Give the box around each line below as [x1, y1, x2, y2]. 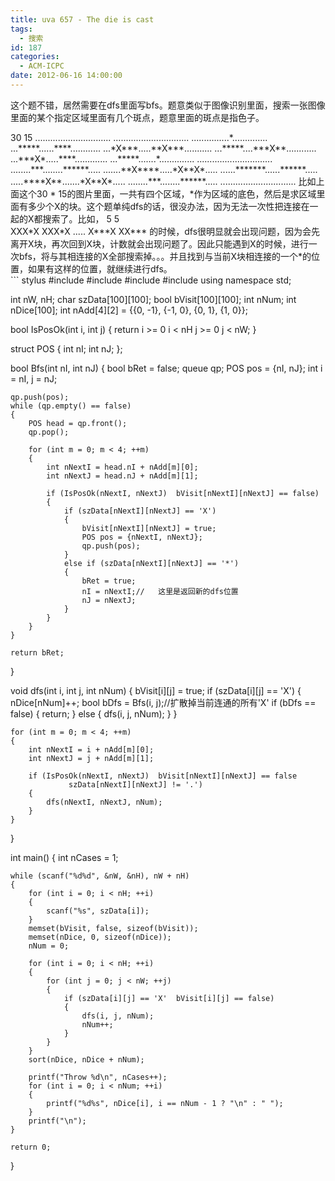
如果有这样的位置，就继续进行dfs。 [27, 262, 173, 275]
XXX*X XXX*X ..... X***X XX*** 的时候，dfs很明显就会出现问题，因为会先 [10, 225, 321, 237]
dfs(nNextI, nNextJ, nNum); [46, 797, 163, 807]
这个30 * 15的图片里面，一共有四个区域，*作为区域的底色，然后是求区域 [18, 187, 317, 200]
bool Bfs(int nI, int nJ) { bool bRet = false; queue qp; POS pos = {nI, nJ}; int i [10, 362, 323, 374]
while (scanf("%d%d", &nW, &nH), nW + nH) [10, 871, 190, 881]
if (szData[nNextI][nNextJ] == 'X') [63, 506, 217, 516]
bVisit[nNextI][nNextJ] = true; [81, 523, 217, 533]
